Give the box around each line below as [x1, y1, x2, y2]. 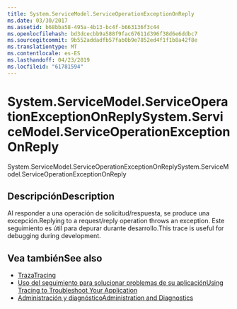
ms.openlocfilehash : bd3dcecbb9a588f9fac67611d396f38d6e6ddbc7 [7, 30, 198, 38]
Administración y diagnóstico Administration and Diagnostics [17, 293, 193, 302]
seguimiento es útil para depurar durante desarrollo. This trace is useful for [7, 224, 224, 232]
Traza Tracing [17, 271, 57, 280]
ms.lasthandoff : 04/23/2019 [7, 57, 91, 64]
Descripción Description [7, 190, 115, 202]
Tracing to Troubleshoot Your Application [17, 286, 138, 295]
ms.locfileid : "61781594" [7, 63, 83, 70]
